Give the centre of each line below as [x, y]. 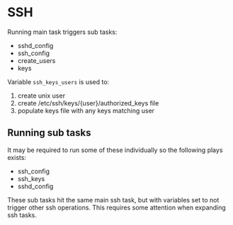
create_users [36, 60]
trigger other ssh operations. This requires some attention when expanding [117, 207]
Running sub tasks [49, 133]
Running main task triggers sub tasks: [62, 32]
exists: [17, 157]
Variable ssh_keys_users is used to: [58, 81]
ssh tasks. [22, 215]
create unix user [41, 96]
